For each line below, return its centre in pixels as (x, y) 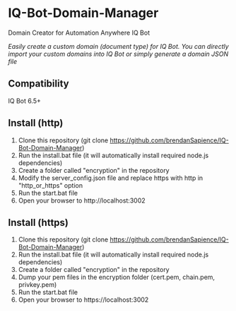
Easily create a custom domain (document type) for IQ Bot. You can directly (118, 46)
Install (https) (39, 222)
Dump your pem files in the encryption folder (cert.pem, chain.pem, (116, 277)
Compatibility (39, 84)
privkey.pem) (37, 285)
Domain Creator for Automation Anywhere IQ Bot (79, 33)
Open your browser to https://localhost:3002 (83, 300)
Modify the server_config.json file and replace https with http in (111, 178)
